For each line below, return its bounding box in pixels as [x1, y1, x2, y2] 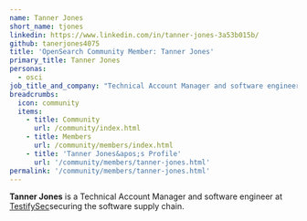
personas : [9, 65, 48, 74]
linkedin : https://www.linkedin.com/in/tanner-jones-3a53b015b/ [9, 30, 259, 39]
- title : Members [26, 132, 92, 142]
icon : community [17, 98, 79, 108]
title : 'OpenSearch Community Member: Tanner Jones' [9, 47, 215, 57]
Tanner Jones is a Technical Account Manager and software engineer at [9, 191, 283, 202]
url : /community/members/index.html [33, 141, 174, 150]
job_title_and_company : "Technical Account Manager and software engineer [9, 81, 301, 90]
